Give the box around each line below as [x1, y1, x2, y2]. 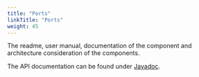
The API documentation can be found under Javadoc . [7, 63, 161, 71]
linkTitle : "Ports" [7, 16, 64, 23]
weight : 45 [7, 23, 39, 30]
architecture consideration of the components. [7, 49, 140, 57]
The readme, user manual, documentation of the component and [7, 42, 192, 50]
